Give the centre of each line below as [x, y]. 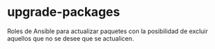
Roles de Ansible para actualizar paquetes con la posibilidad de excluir [108, 31]
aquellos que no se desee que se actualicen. [71, 38]
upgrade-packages [64, 12]
